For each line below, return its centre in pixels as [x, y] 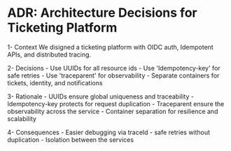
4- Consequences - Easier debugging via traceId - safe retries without [109, 132]
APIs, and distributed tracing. [49, 55]
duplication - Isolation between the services [71, 139]
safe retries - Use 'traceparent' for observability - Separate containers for [113, 75]
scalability [22, 118]
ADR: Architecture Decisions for [102, 13]
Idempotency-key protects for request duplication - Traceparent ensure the [116, 103]
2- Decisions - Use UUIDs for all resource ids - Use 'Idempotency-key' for [114, 68]
